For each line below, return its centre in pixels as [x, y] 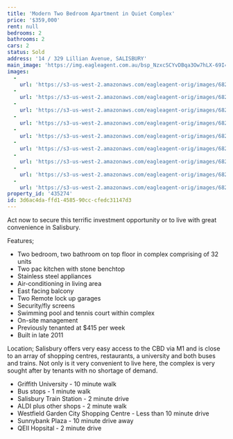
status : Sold [26, 53]
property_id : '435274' [40, 194]
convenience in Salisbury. [44, 227]
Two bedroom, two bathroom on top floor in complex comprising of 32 [118, 254]
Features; [21, 241]
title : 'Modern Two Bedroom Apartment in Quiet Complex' [91, 14]
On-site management [48, 320]
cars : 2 [18, 46]
